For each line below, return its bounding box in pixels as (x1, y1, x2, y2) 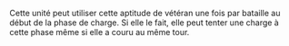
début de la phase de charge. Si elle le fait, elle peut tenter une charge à (9, 17, 279, 28)
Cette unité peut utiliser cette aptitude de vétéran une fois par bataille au (9, 8, 281, 18)
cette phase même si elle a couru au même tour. (9, 27, 190, 37)
